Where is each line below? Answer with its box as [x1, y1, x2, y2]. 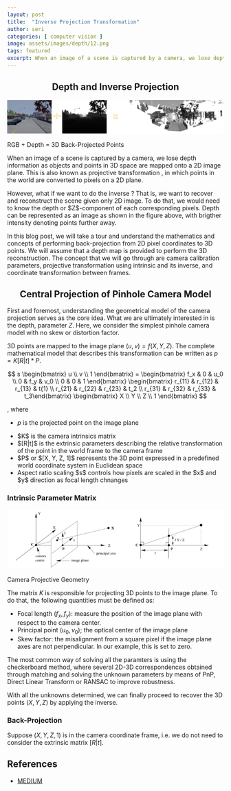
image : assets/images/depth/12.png [7, 40, 109, 48]
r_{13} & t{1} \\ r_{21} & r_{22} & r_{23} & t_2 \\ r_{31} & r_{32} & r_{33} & [14, 385, 217, 393]
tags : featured [7, 48, 51, 54]
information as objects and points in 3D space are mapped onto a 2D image [7, 161, 221, 169]
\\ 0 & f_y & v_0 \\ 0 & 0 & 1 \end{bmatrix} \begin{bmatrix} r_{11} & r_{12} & [12, 377, 219, 386]
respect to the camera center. [16, 618, 102, 627]
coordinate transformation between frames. [7, 268, 131, 277]
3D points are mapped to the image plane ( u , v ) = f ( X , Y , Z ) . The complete [7, 342, 215, 350]
